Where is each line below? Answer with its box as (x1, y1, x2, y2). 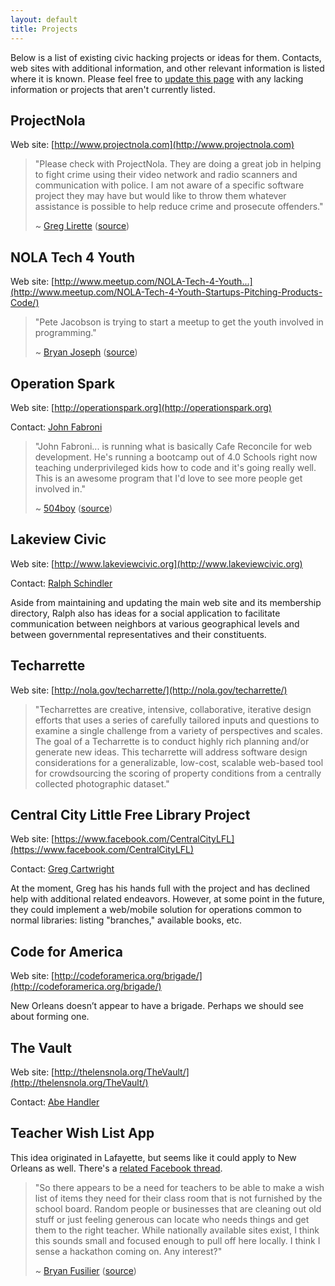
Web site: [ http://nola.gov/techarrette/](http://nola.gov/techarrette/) (10, 684, 288, 696)
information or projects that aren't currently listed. (10, 83, 216, 95)
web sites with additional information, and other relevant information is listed (10, 62, 325, 74)
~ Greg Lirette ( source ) (34, 220, 130, 232)
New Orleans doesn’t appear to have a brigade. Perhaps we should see (10, 1000, 304, 1012)
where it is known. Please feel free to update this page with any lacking (10, 72, 304, 85)
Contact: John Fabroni (10, 421, 103, 433)
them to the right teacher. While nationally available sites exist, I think (34, 1224, 320, 1236)
